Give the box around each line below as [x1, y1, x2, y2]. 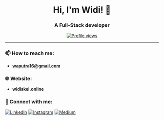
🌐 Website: [5, 75, 32, 82]
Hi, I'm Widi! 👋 [53, 4, 111, 16]
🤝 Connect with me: [5, 99, 53, 105]
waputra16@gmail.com [12, 63, 61, 69]
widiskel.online [12, 86, 44, 92]
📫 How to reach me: [5, 50, 55, 57]
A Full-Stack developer [54, 22, 110, 29]
